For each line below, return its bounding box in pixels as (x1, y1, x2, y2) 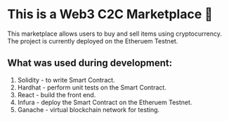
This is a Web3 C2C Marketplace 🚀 (7, 6, 213, 22)
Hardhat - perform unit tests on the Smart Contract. (17, 83, 166, 92)
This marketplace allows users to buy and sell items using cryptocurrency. (7, 29, 223, 38)
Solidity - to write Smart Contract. (17, 76, 115, 84)
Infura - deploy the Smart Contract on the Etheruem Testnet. (17, 98, 192, 106)
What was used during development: (7, 57, 173, 69)
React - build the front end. (17, 90, 96, 99)
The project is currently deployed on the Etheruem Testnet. (7, 36, 178, 45)
